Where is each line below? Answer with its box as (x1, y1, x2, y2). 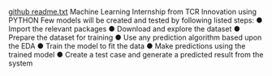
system (8, 58, 33, 68)
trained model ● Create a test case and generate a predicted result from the (8, 50, 264, 59)
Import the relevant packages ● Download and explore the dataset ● (8, 24, 241, 33)
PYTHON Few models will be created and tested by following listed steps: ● (8, 15, 263, 25)
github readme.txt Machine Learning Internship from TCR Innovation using (8, 7, 257, 16)
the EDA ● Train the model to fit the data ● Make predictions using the (8, 41, 246, 51)
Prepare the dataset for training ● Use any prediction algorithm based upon (8, 32, 262, 42)
